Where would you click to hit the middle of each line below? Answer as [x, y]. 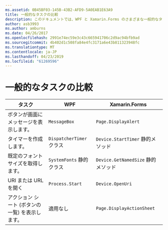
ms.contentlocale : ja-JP [31, 52]
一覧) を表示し [24, 212]
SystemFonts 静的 [68, 160]
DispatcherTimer [68, 139]
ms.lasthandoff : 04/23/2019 [34, 56]
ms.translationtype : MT [30, 47]
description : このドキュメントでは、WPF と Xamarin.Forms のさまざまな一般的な [82, 19]
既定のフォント [25, 156]
